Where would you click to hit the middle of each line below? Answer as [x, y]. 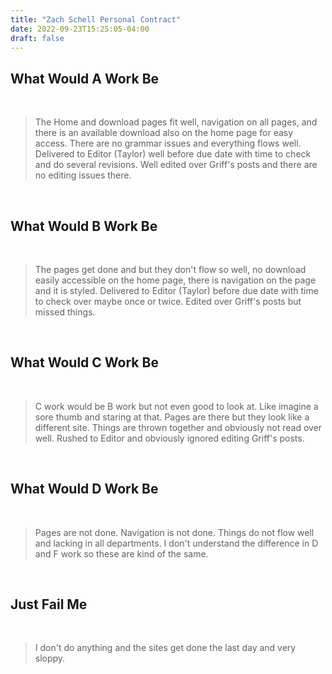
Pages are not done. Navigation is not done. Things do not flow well [174, 532]
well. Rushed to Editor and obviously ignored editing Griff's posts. [169, 438]
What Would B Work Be [84, 226]
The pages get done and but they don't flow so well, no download [170, 269]
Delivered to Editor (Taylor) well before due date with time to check [173, 154]
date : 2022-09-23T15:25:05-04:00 [80, 29]
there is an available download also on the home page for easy [164, 133]
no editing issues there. [83, 175]
